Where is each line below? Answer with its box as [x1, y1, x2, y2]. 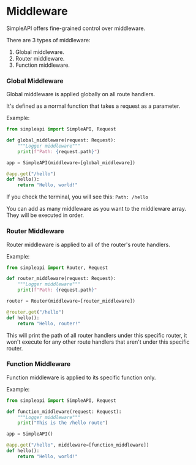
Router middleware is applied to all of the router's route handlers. [6, 241, 170, 248]
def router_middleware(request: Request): [6, 276, 116, 282]
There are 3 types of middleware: [6, 36, 91, 43]
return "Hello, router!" [17, 320, 81, 327]
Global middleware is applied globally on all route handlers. [6, 91, 156, 98]
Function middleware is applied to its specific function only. [6, 374, 156, 381]
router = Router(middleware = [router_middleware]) [6, 298, 136, 304]
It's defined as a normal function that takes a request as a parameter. [6, 102, 181, 110]
